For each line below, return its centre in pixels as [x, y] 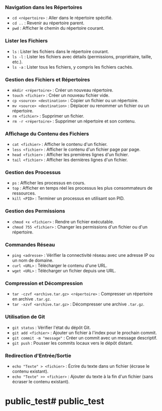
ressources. [24, 193]
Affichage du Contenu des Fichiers [47, 134]
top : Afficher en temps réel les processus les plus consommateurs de [82, 188]
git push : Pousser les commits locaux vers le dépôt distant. [72, 343]
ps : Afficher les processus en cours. [49, 183]
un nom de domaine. [33, 260]
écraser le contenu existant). [41, 381]
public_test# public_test [55, 402]
